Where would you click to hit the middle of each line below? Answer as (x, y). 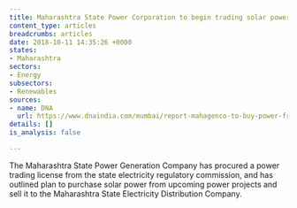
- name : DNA (31, 108)
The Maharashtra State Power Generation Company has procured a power (145, 166)
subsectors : (31, 83)
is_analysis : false (45, 133)
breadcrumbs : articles (51, 34)
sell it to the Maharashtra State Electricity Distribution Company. (126, 193)
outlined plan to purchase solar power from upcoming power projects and (143, 184)
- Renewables (33, 91)
